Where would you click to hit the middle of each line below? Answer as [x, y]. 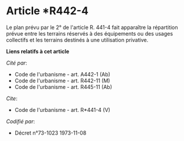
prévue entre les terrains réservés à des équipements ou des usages [90, 33]
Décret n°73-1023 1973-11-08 [50, 133]
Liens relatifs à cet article [38, 51]
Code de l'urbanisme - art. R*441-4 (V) [63, 110]
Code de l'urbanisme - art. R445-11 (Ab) [63, 86]
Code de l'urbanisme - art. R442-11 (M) [62, 81]
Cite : [12, 98]
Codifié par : [21, 121]
